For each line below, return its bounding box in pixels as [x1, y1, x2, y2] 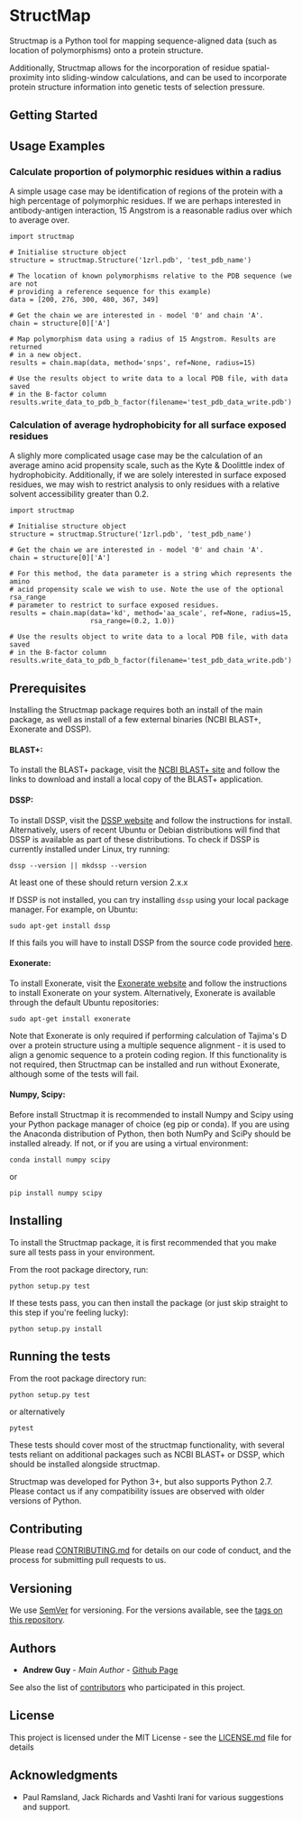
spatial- [242, 62, 270, 73]
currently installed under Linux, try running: [9, 843, 170, 854]
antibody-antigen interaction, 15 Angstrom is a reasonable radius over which [9, 205, 293, 216]
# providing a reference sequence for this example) [9, 288, 212, 297]
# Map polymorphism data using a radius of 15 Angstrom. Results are [9, 335, 277, 344]
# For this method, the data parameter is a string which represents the [9, 569, 293, 578]
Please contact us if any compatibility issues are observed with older [9, 1485, 265, 1496]
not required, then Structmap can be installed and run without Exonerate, [9, 1059, 280, 1070]
